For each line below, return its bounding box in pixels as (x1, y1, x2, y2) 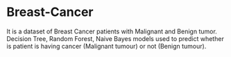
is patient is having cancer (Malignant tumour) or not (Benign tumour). (6, 42, 207, 50)
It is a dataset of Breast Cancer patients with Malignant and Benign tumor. (6, 27, 218, 35)
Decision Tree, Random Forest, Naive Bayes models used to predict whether (6, 34, 225, 42)
